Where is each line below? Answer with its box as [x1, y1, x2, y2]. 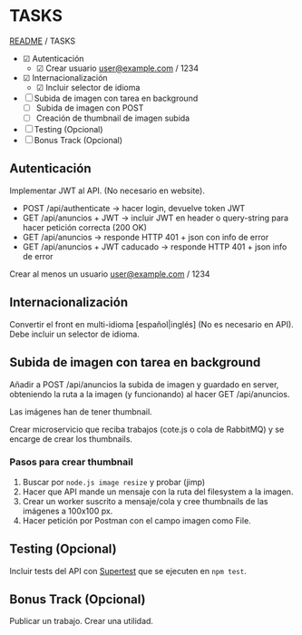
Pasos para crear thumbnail [9, 455, 133, 468]
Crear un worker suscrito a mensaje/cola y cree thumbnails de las [22, 495, 268, 506]
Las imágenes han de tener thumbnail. [9, 405, 152, 417]
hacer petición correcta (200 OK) [22, 221, 147, 232]
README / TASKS [9, 35, 75, 46]
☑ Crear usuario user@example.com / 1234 [35, 63, 200, 73]
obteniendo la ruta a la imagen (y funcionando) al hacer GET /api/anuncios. [9, 388, 290, 399]
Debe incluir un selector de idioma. [9, 328, 141, 339]
